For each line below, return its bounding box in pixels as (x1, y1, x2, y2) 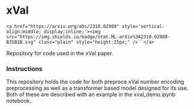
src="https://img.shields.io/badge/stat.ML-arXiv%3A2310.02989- (6, 34, 171, 40)
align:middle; (6, 28, 42, 35)
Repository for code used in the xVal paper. (6, 49, 114, 57)
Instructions (6, 64, 43, 72)
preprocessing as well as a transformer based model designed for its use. (6, 84, 189, 92)
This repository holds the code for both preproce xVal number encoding (6, 78, 184, 86)
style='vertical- (121, 23, 165, 29)
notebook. (6, 97, 32, 105)
